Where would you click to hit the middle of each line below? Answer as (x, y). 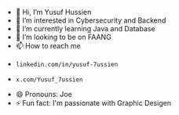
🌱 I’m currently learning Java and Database (85, 29)
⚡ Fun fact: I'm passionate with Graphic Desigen (93, 103)
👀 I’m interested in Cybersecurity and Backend (91, 20)
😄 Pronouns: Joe (44, 94)
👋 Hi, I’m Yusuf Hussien (53, 12)
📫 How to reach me (48, 46)
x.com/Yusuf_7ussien (49, 80)
